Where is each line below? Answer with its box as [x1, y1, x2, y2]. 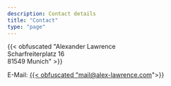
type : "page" [7, 23, 46, 30]
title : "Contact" [7, 17, 59, 24]
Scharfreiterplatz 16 [7, 50, 65, 58]
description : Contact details [7, 10, 97, 17]
